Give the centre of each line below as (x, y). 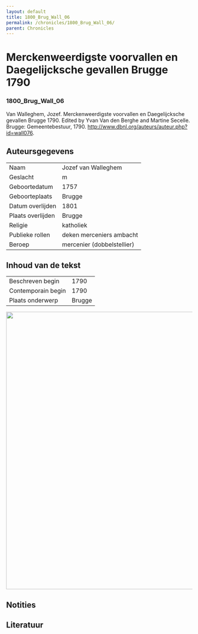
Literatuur (25, 625)
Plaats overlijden (32, 215)
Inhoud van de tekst (43, 265)
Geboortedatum (31, 186)
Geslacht (22, 177)
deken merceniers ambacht (100, 234)
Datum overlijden (33, 206)
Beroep (19, 244)
